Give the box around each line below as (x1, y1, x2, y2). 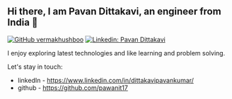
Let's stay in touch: (7, 62, 63, 71)
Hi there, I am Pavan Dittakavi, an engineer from (7, 6, 221, 18)
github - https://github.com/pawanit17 (17, 84, 129, 92)
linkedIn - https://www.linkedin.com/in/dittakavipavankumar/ (17, 76, 195, 84)
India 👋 (7, 17, 38, 29)
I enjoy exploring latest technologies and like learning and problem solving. (7, 48, 226, 57)
